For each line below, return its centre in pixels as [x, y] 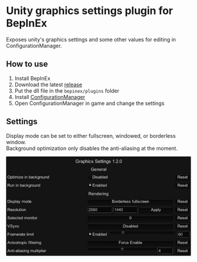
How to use [27, 64]
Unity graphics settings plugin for [90, 11]
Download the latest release [48, 84]
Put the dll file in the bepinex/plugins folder [67, 91]
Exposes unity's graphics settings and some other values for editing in [91, 39]
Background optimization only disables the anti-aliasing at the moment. [92, 148]
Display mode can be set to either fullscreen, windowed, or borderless [91, 135]
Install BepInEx [33, 78]
